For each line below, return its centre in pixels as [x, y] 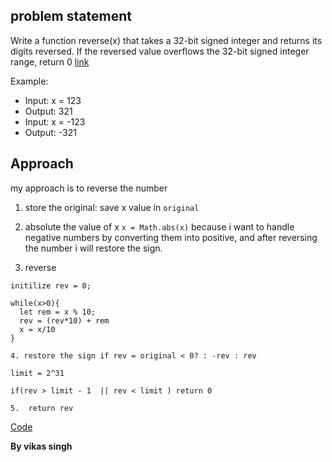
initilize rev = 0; [51, 285]
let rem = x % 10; [58, 312]
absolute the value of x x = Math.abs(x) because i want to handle [159, 226]
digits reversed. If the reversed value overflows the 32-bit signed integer [160, 51]
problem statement [71, 16]
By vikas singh [41, 446]
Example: [29, 81]
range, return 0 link [50, 61]
